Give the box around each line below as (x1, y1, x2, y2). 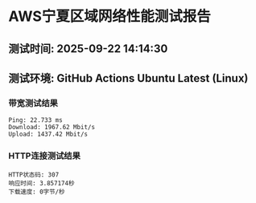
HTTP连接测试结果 (8, 150, 81, 161)
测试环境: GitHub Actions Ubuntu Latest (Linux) (8, 71, 249, 85)
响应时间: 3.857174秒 (8, 179, 75, 187)
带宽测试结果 (8, 97, 59, 108)
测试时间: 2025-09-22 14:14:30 (8, 42, 168, 55)
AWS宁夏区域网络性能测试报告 (8, 7, 212, 26)
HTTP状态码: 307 (8, 170, 60, 179)
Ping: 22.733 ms (8, 116, 63, 124)
